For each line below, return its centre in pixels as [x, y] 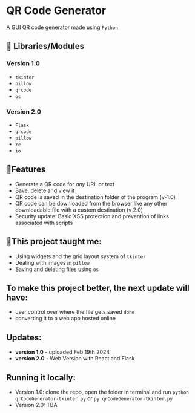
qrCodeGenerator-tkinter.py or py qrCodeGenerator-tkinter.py [94, 398]
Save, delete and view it [45, 190]
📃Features [26, 170]
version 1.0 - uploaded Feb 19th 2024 [62, 352]
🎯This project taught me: [54, 242]
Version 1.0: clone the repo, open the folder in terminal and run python [102, 392]
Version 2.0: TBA [36, 405]
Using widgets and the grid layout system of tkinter [81, 256]
